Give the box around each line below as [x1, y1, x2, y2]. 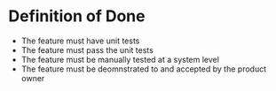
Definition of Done [8, 6, 146, 27]
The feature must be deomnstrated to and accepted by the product [20, 64, 267, 74]
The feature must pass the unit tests [20, 44, 154, 55]
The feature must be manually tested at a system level [20, 54, 219, 64]
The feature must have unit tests [20, 35, 140, 46]
